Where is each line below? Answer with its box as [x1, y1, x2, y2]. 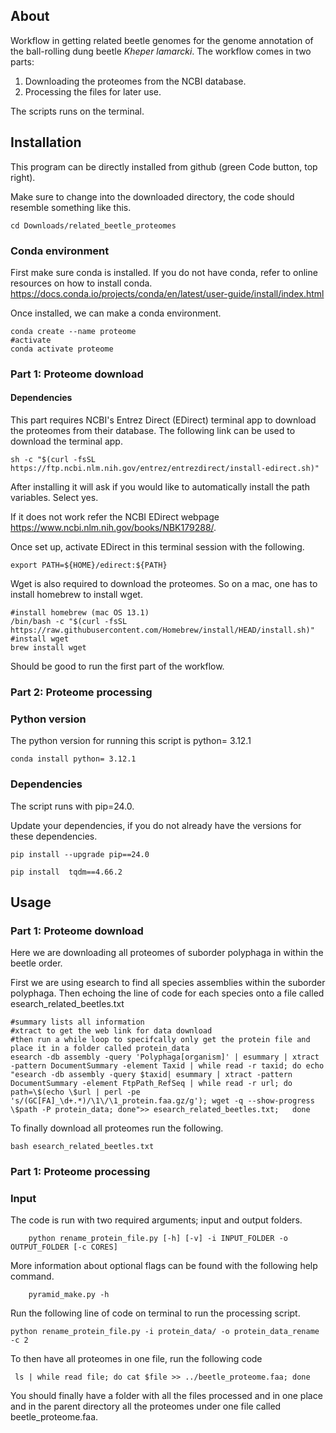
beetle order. [10, 957, 63, 969]
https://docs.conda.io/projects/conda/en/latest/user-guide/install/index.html [10, 287, 325, 299]
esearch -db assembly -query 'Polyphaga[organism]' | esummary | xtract [10, 1052, 320, 1063]
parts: [10, 55, 35, 68]
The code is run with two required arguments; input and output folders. [10, 1214, 303, 1226]
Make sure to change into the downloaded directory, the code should [10, 190, 295, 203]
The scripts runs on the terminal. [10, 105, 145, 117]
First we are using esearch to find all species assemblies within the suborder [10, 977, 326, 989]
